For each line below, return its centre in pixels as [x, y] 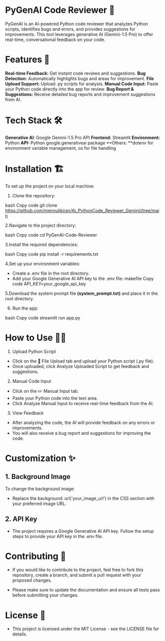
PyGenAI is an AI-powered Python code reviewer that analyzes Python [77, 24]
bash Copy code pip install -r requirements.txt [52, 254]
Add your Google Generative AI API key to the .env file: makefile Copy [83, 278]
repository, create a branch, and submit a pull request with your [77, 575]
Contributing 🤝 [36, 556]
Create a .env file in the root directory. [51, 273]
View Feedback [28, 413]
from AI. [13, 99]
